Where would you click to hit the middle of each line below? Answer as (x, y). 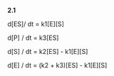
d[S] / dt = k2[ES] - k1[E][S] (48, 51)
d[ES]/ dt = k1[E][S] (36, 24)
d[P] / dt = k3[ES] (33, 38)
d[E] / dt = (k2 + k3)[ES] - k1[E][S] (57, 65)
